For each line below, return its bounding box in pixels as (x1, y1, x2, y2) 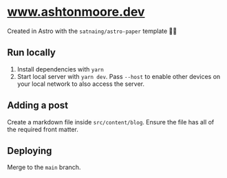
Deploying (7, 145, 52, 157)
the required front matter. (7, 125, 79, 133)
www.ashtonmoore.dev (7, 4, 145, 20)
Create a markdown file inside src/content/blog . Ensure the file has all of (7, 118, 215, 126)
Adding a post (7, 100, 69, 111)
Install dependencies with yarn (17, 65, 105, 73)
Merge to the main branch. (7, 163, 81, 172)
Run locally (7, 47, 56, 58)
